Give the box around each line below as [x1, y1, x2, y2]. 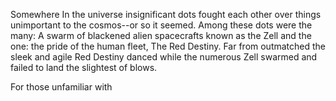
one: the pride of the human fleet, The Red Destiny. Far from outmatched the [10, 40, 327, 52]
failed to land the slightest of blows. [10, 62, 158, 73]
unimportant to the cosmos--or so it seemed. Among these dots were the [10, 19, 313, 31]
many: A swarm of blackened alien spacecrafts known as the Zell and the [10, 30, 312, 41]
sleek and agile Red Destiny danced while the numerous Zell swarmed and [10, 51, 318, 63]
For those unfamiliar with [10, 81, 113, 93]
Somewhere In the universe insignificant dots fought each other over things [10, 9, 322, 20]
